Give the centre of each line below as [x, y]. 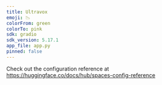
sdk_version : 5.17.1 [33, 40]
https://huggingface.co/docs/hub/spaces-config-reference [81, 75]
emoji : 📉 [18, 18]
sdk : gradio [21, 35]
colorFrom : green [28, 23]
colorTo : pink [24, 29]
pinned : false [24, 52]
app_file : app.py [28, 46]
